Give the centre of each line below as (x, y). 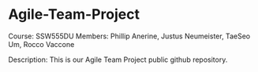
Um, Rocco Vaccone (41, 44)
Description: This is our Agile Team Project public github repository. (118, 59)
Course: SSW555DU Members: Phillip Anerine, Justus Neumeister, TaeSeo (129, 36)
